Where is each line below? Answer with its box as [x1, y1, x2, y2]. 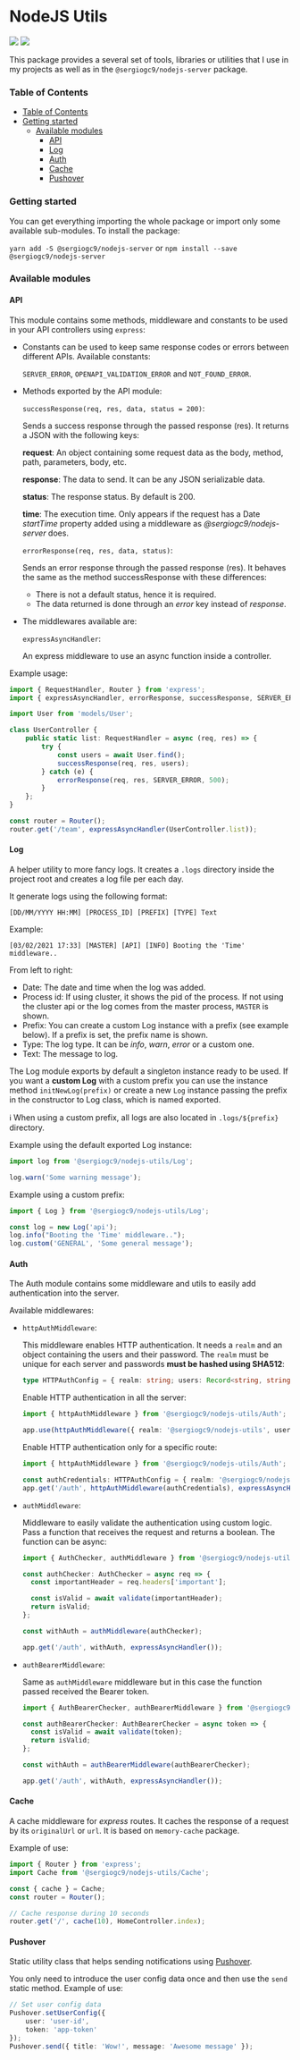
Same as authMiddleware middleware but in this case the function [21, 1676, 262, 1687]
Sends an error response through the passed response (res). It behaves [21, 561, 287, 573]
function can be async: [21, 1536, 107, 1547]
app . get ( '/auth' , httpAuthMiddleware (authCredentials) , [21, 1483, 235, 1492]
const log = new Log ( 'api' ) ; [9, 1222, 118, 1231]
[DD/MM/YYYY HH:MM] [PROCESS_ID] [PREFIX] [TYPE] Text [9, 908, 218, 917]
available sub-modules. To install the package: [9, 225, 180, 236]
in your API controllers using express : [9, 324, 146, 334]
